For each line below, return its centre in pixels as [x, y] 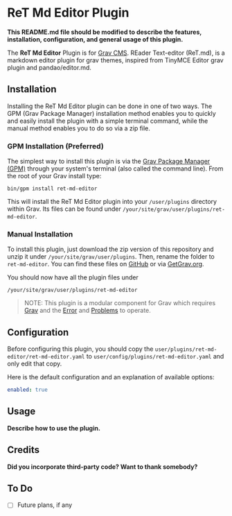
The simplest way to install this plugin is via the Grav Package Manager [109, 162]
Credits [24, 450]
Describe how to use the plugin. [54, 428]
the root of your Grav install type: [54, 176]
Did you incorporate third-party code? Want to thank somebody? [102, 467]
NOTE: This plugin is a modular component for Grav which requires [120, 303]
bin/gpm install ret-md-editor [52, 189]
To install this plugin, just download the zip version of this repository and [110, 249]
